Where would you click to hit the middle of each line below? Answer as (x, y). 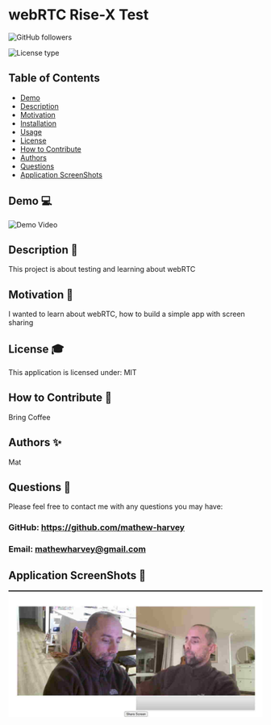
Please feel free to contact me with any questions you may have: (116, 506)
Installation (38, 123)
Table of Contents (54, 78)
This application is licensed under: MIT (73, 372)
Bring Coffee (29, 417)
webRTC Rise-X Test (79, 15)
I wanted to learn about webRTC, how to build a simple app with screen (127, 314)
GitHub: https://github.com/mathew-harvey (97, 527)
